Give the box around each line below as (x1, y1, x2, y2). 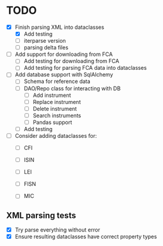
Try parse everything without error (14, 226, 101, 233)
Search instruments (32, 112, 81, 119)
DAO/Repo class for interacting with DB (23, 85, 121, 92)
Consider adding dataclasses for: (14, 132, 97, 139)
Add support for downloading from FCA (14, 51, 113, 58)
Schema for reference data (23, 78, 91, 85)
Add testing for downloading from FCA (23, 58, 120, 65)
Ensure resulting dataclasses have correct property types (14, 233, 157, 241)
